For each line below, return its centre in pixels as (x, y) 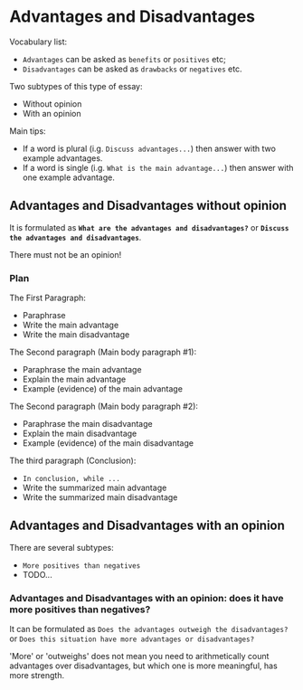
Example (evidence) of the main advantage (103, 389)
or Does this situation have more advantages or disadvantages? (132, 638)
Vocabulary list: (38, 42)
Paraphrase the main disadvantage (87, 424)
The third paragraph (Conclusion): (73, 461)
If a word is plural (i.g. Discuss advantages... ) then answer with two (149, 148)
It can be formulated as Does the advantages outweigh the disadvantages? (149, 629)
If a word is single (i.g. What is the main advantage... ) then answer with (158, 167)
